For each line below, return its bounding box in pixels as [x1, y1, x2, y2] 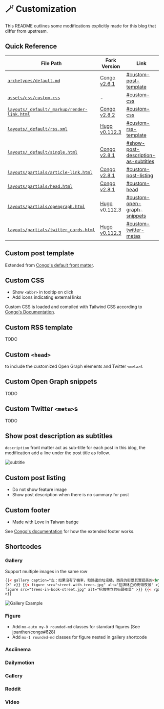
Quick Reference [5, 42, 57, 51]
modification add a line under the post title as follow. [5, 450, 110, 456]
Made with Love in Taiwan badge [12, 519, 79, 525]
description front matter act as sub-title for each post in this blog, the [5, 445, 145, 451]
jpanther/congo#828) [12, 629, 56, 635]
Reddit [5, 686, 21, 692]
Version [102, 63, 121, 69]
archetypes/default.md [7, 78, 60, 83]
